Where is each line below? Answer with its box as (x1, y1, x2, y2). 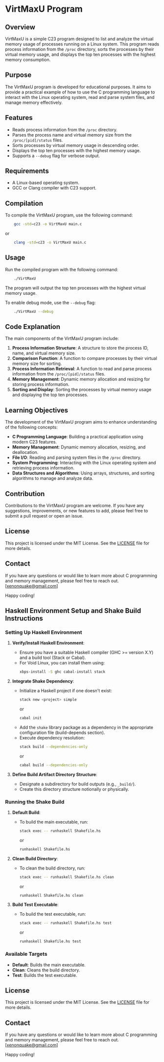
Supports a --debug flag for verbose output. (12, 153, 100, 159)
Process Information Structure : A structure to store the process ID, (12, 345, 148, 351)
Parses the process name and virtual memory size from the (12, 132, 132, 138)
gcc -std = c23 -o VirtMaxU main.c (14, 222, 82, 227)
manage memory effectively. (5, 99, 63, 105)
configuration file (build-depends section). (19, 730, 105, 735)
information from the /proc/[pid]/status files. (12, 371, 105, 377)
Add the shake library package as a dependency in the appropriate (19, 724, 153, 730)
